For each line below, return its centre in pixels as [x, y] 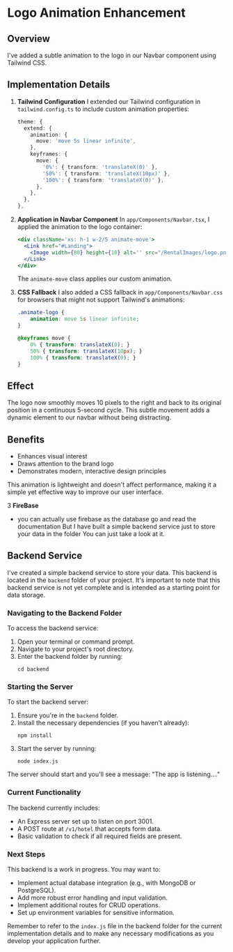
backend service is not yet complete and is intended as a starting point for [114, 587]
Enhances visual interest [52, 456]
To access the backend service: [53, 628]
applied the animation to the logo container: [80, 227]
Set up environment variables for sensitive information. [96, 913]
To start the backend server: [48, 702]
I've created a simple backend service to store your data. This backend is [112, 572]
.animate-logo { [41, 313]
